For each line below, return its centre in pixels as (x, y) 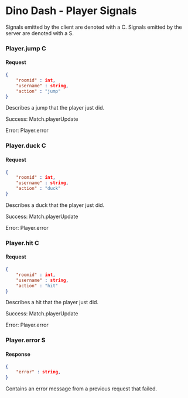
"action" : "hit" (37, 285)
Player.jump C (26, 48)
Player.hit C (22, 243)
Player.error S (25, 340)
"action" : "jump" (38, 91)
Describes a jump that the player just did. (55, 108)
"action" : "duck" (38, 189)
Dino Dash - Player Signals (71, 11)
